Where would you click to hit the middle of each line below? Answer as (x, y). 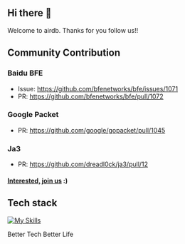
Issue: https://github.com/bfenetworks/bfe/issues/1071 (98, 88)
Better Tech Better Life (40, 234)
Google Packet (33, 115)
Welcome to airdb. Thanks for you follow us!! (73, 30)
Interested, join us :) (38, 181)
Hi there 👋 (30, 13)
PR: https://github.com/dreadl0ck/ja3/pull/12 (83, 164)
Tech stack (32, 203)
